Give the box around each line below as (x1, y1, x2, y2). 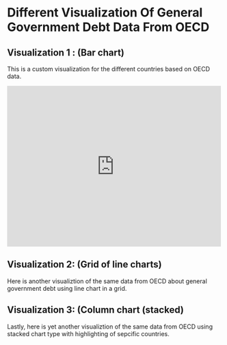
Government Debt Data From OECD (7, 19, 210, 35)
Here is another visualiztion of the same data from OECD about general (7, 276, 207, 285)
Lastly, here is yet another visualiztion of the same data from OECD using (7, 322, 213, 331)
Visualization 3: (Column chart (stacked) (7, 304, 185, 316)
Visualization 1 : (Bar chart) (7, 47, 125, 58)
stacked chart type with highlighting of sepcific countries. (7, 329, 170, 337)
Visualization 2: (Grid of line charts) (7, 259, 162, 270)
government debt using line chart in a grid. (7, 284, 127, 292)
